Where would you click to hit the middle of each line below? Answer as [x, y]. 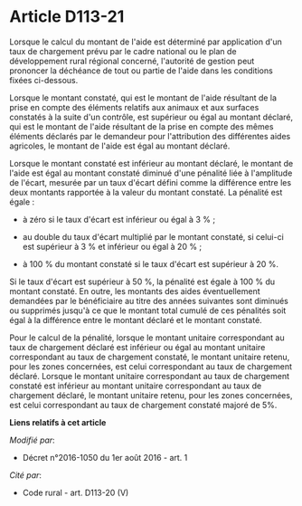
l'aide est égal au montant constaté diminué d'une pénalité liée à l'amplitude [151, 173]
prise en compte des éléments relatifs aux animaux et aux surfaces [134, 107]
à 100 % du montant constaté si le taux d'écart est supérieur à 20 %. [150, 263]
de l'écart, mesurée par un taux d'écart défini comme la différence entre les [151, 182]
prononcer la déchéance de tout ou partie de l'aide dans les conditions [141, 71]
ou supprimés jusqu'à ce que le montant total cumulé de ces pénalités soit [148, 310]
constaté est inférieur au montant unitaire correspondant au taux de [136, 386]
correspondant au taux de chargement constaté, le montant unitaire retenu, [150, 357]
